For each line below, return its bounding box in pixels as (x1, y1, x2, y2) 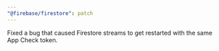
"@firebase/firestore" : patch (7, 10, 94, 17)
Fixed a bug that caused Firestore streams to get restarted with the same (7, 29, 213, 37)
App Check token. (7, 35, 58, 44)
